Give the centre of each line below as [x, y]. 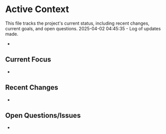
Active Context [37, 9]
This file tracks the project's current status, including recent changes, [77, 23]
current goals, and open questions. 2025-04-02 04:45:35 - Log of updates [83, 28]
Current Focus [28, 60]
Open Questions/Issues [43, 115]
